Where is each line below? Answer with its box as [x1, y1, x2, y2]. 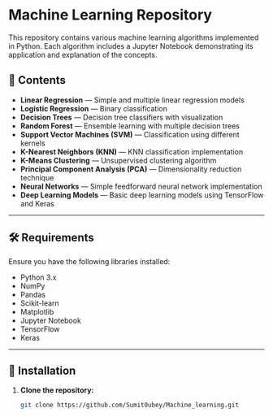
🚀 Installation [8, 363, 76, 377]
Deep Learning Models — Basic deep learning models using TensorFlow [19, 189, 264, 200]
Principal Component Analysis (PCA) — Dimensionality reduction [19, 164, 242, 174]
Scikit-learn [19, 298, 59, 308]
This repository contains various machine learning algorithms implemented [8, 33, 259, 42]
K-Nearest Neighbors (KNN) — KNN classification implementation [19, 146, 244, 156]
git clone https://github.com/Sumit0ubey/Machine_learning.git [19, 401, 240, 410]
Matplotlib [19, 306, 54, 316]
